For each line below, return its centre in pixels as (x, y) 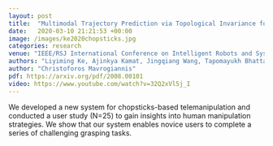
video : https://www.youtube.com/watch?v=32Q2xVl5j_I (100, 84)
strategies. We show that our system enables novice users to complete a (130, 124)
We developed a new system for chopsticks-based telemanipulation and (129, 107)
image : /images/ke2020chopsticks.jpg (72, 39)
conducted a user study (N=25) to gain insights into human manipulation (130, 115)
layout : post (30, 16)
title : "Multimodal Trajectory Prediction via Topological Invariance (132, 24)
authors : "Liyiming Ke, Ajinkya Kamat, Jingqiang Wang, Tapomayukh (125, 62)
